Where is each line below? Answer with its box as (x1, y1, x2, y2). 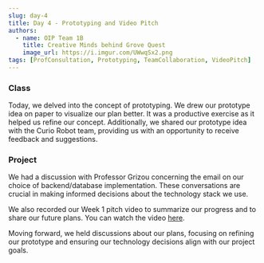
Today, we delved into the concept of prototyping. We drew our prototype (8, 100, 251, 110)
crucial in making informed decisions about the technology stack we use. (8, 189, 249, 199)
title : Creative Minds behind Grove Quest (22, 41, 166, 49)
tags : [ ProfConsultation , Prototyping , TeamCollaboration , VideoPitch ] (8, 57, 251, 65)
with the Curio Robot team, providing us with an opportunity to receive (8, 126, 239, 135)
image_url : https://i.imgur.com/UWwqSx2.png (22, 49, 173, 57)
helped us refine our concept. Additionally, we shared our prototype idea (8, 117, 247, 128)
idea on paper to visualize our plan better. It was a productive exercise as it (8, 109, 255, 119)
